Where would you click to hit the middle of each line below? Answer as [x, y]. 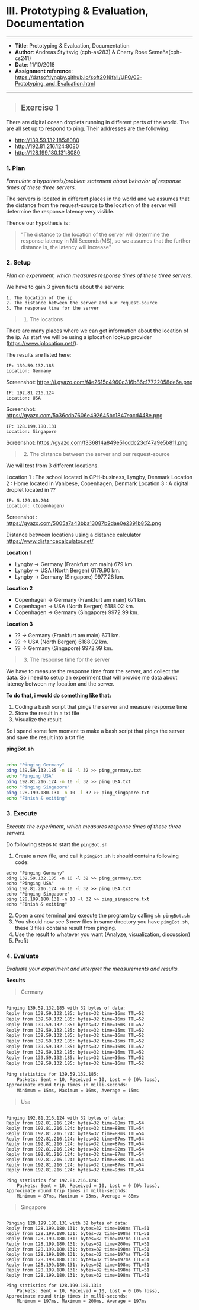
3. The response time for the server [53, 308]
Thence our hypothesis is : [38, 223]
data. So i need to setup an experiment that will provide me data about [92, 678]
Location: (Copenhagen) [36, 506]
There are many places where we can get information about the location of [97, 331]
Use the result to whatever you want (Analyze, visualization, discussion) [102, 934]
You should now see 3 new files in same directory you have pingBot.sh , [102, 921]
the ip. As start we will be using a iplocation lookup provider [79, 337]
